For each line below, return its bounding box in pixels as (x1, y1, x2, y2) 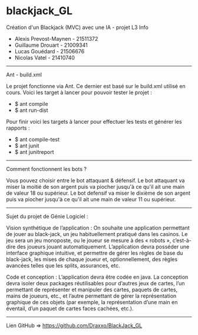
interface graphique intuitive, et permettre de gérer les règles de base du (6, 249, 183, 256)
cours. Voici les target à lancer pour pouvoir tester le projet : (6, 89, 152, 96)
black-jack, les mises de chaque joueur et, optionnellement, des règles (6, 256, 178, 263)
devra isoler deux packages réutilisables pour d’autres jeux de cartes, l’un (6, 279, 185, 286)
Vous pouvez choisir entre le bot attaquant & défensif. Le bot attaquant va (6, 176, 185, 184)
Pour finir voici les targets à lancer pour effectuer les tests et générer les (6, 118, 182, 125)
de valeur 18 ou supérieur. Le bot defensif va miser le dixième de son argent (6, 189, 190, 197)
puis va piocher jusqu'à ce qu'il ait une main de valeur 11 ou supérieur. (6, 195, 176, 202)
